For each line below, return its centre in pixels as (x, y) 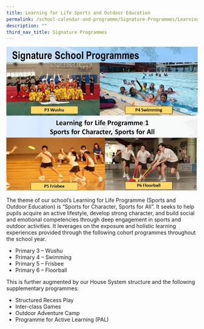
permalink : (20, 19)
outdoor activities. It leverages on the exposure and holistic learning (91, 226)
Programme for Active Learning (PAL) (62, 320)
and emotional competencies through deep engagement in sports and (93, 220)
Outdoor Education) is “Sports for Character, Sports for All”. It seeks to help (100, 207)
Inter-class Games (38, 306)
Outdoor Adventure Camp (47, 313)
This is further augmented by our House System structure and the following (101, 282)
